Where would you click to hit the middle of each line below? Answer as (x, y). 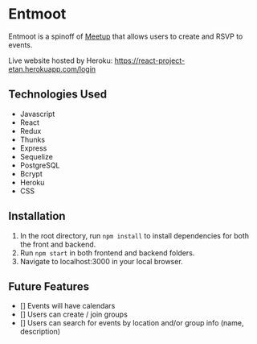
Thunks (33, 139)
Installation (37, 216)
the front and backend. (58, 244)
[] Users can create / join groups (74, 314)
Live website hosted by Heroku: (61, 60)
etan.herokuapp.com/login (52, 68)
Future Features (49, 286)
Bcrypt (31, 173)
